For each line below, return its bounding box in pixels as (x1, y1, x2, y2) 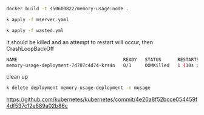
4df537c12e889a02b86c (6, 102, 69, 110)
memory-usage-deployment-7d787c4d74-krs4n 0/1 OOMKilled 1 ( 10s (6, 62, 194, 68)
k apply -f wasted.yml (6, 27, 64, 33)
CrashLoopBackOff (6, 45, 55, 52)
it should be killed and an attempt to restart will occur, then (6, 38, 154, 45)
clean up (6, 73, 29, 80)
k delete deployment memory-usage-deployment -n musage (6, 85, 151, 91)
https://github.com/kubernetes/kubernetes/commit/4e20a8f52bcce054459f (6, 96, 198, 103)
